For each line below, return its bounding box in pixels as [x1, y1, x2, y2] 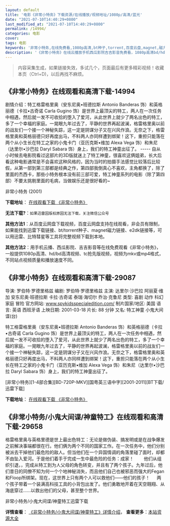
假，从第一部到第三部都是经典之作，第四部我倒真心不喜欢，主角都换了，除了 [5, 165, 165, 171]
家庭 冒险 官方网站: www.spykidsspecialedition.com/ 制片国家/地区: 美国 [5, 301, 156, 307]
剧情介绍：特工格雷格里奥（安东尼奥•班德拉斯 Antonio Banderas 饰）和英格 [5, 102, 163, 108]
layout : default [5, 7, 39, 13]
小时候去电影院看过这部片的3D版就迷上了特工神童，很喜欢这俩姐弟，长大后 [5, 152, 162, 158]
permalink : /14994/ [5, 26, 47, 31]
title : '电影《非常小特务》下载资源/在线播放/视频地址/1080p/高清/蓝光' [5, 12, 143, 17]
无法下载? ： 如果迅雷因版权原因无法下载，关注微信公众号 [5, 210, 109, 216]
